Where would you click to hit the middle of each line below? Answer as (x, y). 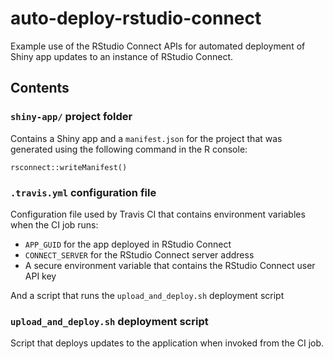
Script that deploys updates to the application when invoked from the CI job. (167, 343)
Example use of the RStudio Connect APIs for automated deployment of (158, 46)
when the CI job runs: (54, 224)
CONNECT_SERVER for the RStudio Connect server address (139, 254)
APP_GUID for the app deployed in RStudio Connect (128, 244)
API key (40, 276)
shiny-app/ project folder (71, 117)
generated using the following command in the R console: (129, 149)
